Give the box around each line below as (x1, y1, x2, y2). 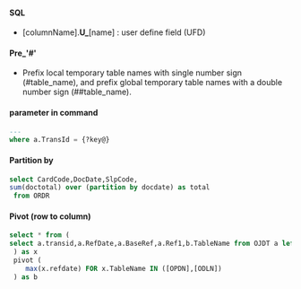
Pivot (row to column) (9, 211, 91, 222)
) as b (13, 272, 39, 282)
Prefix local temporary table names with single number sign (21, 67, 243, 78)
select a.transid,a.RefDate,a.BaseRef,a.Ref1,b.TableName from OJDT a (9, 239, 279, 249)
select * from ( (9, 231, 70, 240)
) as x (13, 248, 39, 257)
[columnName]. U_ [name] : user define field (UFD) (21, 27, 206, 38)
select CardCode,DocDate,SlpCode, (9, 175, 139, 184)
